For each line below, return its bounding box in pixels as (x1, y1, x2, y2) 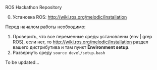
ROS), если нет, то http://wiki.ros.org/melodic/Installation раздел (12, 39, 149, 45)
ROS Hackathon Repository (5, 5, 62, 10)
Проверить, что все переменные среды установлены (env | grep (12, 34, 152, 39)
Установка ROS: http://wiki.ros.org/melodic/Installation (12, 14, 127, 20)
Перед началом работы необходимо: (5, 24, 86, 30)
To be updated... (5, 59, 39, 65)
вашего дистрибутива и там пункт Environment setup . (12, 44, 130, 50)
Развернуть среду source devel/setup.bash (12, 50, 106, 55)
